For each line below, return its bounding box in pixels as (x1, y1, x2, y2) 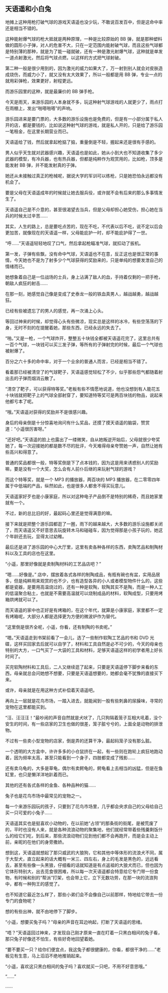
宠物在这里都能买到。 (5, 704, 49, 710)
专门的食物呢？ (5, 897, 36, 903)
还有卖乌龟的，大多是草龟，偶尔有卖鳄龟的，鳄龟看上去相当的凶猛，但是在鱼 (5, 765, 163, 771)
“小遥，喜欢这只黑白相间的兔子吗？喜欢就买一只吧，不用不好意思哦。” (5, 963, 147, 969)
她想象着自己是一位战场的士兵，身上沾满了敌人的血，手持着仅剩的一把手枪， (5, 274, 163, 280)
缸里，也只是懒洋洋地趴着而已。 (5, 771, 71, 777)
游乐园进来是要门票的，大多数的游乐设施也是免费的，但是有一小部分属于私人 (5, 115, 163, 121)
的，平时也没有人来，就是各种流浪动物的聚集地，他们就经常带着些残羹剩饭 (5, 826, 158, 832)
